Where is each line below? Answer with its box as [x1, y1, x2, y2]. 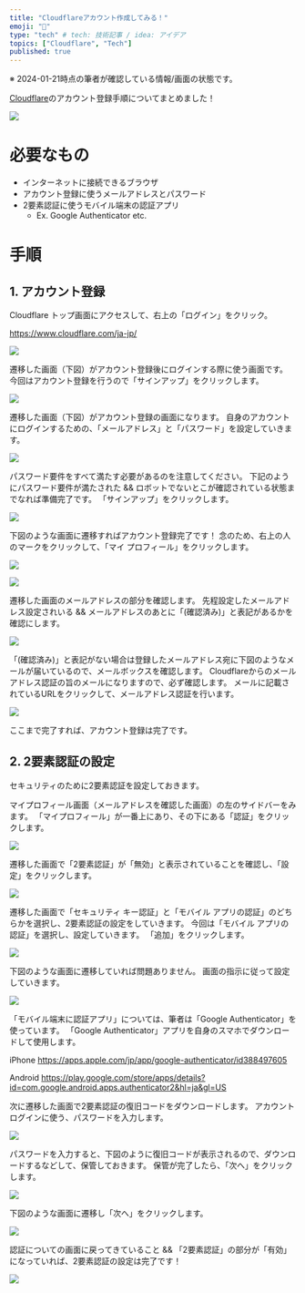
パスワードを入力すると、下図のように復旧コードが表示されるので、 [9, 1148, 264, 1159]
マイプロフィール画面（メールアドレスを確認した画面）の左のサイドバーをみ [9, 799, 297, 810]
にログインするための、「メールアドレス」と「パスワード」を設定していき [9, 423, 285, 434]
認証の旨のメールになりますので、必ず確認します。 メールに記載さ [40, 677, 290, 688]
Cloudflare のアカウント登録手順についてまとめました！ [9, 93, 216, 104]
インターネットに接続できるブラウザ [22, 177, 159, 188]
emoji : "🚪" [9, 22, 51, 31]
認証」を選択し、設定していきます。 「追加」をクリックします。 [9, 929, 249, 939]
